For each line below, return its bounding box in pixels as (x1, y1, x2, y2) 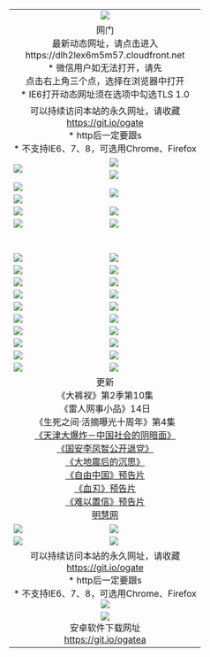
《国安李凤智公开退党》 (56, 442, 154, 454)
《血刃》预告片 (73, 482, 137, 494)
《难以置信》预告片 (64, 495, 146, 507)
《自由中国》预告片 (64, 468, 146, 481)
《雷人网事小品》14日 (59, 402, 152, 414)
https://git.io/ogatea (64, 633, 146, 645)
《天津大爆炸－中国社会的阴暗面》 (34, 429, 176, 441)
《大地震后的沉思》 (64, 455, 146, 468)
